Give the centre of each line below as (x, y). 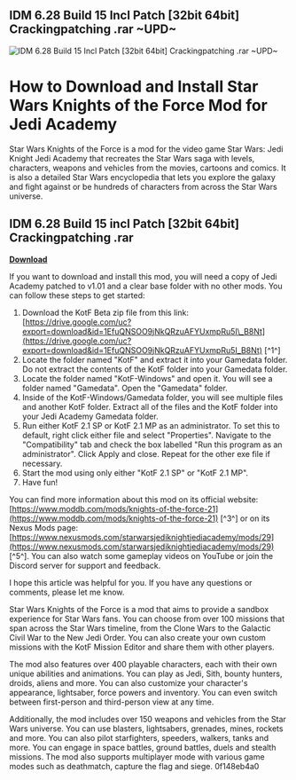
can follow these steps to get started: (77, 295)
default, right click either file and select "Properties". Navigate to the (147, 435)
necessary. (42, 463)
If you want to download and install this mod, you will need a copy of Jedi (143, 276)
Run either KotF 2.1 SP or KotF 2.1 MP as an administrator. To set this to (151, 425)
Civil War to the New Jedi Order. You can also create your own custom (137, 637)
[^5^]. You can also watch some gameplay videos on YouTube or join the (141, 555)
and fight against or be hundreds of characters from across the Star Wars (143, 186)
